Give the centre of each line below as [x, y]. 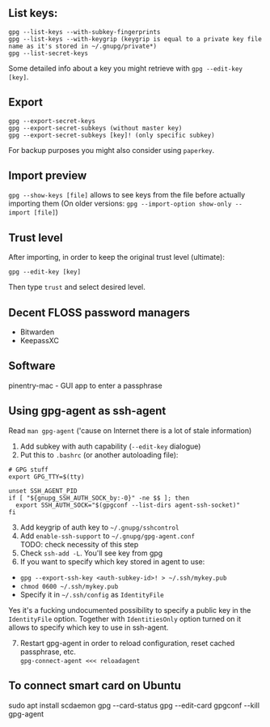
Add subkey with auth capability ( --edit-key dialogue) [110, 446]
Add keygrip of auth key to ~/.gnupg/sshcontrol [99, 527]
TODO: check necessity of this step [79, 544]
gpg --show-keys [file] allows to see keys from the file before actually [127, 195]
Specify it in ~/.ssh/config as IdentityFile [92, 594]
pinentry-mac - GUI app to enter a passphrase [86, 385]
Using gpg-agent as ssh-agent [87, 411]
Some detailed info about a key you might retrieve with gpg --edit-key [125, 68]
